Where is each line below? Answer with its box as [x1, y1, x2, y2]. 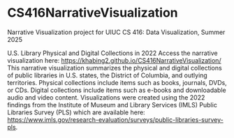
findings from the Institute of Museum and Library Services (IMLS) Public [7, 100, 218, 109]
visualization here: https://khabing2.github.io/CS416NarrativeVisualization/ [7, 56, 221, 64]
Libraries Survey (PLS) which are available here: [7, 108, 145, 116]
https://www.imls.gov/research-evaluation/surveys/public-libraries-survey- [7, 115, 224, 123]
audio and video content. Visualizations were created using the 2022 [7, 93, 205, 102]
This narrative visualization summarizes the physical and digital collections [7, 63, 222, 72]
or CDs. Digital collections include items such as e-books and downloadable [7, 86, 226, 94]
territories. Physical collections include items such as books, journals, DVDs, [7, 78, 227, 86]
